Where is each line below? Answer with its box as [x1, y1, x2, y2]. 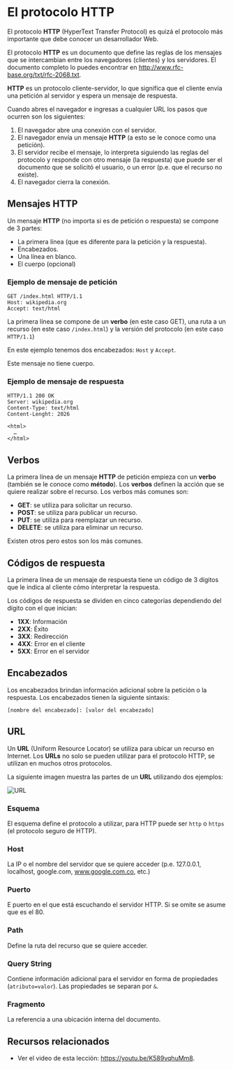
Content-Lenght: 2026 [7, 411, 70, 418]
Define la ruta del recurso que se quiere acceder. [7, 941, 149, 950]
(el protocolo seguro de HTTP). [7, 826, 97, 835]
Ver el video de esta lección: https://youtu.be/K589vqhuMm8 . [17, 1054, 195, 1063]
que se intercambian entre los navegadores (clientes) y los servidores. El [7, 55, 216, 63]
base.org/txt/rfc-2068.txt [7, 70, 80, 79]
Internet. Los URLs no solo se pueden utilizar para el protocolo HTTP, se [7, 752, 215, 760]
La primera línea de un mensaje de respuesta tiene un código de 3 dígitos [7, 575, 219, 583]
